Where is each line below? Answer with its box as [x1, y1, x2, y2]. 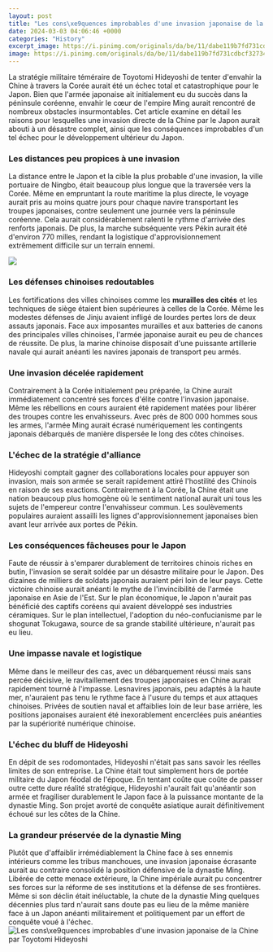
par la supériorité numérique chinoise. [8, 718, 136, 728]
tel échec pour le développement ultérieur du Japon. [8, 133, 184, 143]
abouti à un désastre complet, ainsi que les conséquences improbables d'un [8, 124, 264, 134]
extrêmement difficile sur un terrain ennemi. [8, 241, 155, 251]
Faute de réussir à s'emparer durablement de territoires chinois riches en [8, 559, 253, 568]
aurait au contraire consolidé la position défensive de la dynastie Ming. [8, 865, 245, 875]
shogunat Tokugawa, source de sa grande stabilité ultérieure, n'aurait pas [8, 619, 256, 629]
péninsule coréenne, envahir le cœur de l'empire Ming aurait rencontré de [8, 99, 256, 107]
